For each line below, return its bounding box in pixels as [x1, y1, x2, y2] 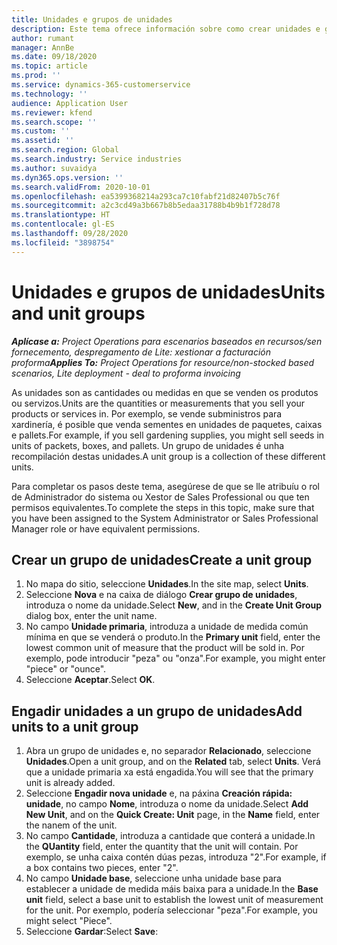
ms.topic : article [11, 61, 88, 71]
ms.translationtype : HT [11, 210, 111, 220]
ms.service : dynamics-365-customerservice [11, 80, 191, 90]
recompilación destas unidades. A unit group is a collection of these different [11, 450, 326, 462]
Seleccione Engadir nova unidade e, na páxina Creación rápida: [25, 787, 293, 800]
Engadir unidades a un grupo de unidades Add [11, 702, 303, 720]
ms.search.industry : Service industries [11, 154, 183, 164]
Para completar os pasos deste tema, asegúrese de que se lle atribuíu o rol [11, 480, 320, 492]
